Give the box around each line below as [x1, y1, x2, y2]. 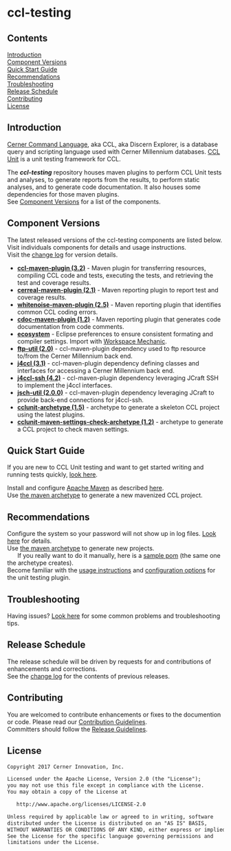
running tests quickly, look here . [7, 470, 98, 479]
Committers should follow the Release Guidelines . [7, 725, 148, 733]
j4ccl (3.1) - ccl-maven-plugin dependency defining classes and [16, 359, 199, 367]
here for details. [7, 537, 52, 545]
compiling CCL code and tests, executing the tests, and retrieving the [16, 271, 214, 279]
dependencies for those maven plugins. [7, 190, 120, 198]
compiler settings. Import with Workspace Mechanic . [16, 337, 167, 346]
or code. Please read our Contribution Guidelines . [7, 717, 148, 725]
